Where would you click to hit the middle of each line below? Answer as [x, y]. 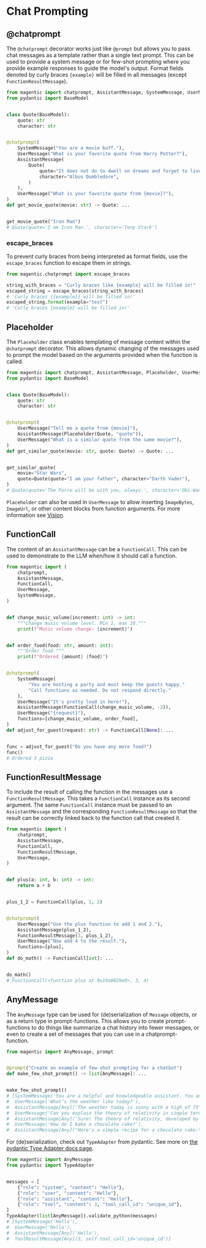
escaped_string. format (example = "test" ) [57, 302]
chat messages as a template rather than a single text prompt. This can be [100, 55]
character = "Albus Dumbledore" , [79, 177]
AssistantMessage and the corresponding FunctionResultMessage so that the [102, 811]
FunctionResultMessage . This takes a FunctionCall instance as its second [98, 798]
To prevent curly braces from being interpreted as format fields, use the [97, 256]
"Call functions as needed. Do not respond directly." [100, 690]
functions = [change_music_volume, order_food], [78, 719]
